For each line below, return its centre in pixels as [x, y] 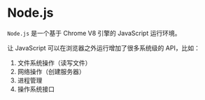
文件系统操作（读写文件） [54, 63]
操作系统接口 [36, 89]
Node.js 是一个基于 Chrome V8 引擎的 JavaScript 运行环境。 [94, 33]
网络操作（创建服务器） [51, 71]
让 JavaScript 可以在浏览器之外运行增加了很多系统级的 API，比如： [104, 48]
